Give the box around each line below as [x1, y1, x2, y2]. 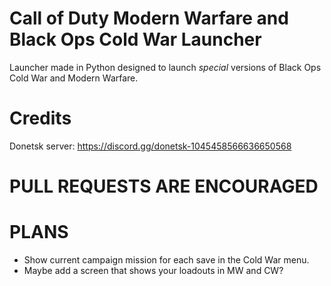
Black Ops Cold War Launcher [9, 28, 262, 51]
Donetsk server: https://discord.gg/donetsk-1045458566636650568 [9, 140, 292, 152]
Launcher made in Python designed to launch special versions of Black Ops [9, 61, 322, 73]
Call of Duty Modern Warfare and [9, 7, 289, 30]
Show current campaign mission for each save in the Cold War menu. [23, 254, 310, 266]
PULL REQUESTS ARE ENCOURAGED [9, 175, 319, 198]
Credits [9, 107, 72, 130]
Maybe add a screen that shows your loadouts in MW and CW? [23, 265, 284, 276]
